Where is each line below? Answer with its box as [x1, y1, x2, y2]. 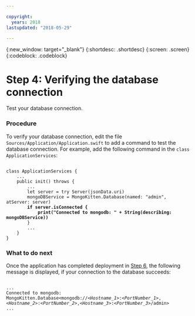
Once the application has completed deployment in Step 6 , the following [6, 262, 181, 269]
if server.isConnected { [27, 204, 88, 210]
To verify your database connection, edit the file [6, 133, 122, 140]
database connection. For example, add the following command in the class [6, 145, 190, 152]
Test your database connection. [6, 105, 83, 112]
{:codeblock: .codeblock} [6, 52, 68, 59]
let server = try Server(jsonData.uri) [27, 189, 125, 195]
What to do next [6, 248, 53, 257]
